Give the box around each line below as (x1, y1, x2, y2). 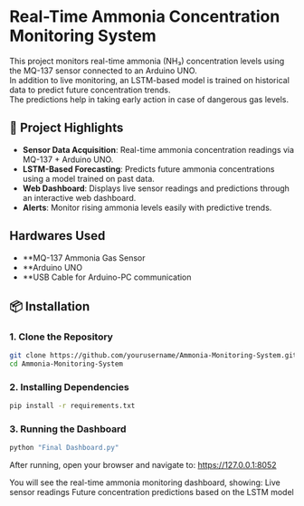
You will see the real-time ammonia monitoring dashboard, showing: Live (9, 477, 280, 488)
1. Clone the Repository (9, 330, 113, 343)
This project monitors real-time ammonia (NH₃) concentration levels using (9, 55, 285, 66)
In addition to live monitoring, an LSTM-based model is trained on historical (9, 74, 290, 85)
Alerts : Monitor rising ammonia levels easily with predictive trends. (22, 202, 272, 213)
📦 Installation (9, 299, 90, 314)
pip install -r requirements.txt (9, 401, 136, 411)
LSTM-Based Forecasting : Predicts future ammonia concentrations (22, 163, 275, 174)
